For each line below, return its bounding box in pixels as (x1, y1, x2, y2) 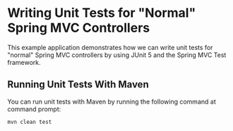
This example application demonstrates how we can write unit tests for (7, 43, 213, 51)
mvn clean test (7, 118, 52, 125)
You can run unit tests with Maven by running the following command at (7, 97, 217, 106)
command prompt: (7, 104, 61, 113)
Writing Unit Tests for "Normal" (7, 5, 196, 21)
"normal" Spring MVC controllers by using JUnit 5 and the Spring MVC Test (7, 51, 227, 59)
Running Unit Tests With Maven (7, 79, 150, 91)
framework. (7, 58, 41, 66)
